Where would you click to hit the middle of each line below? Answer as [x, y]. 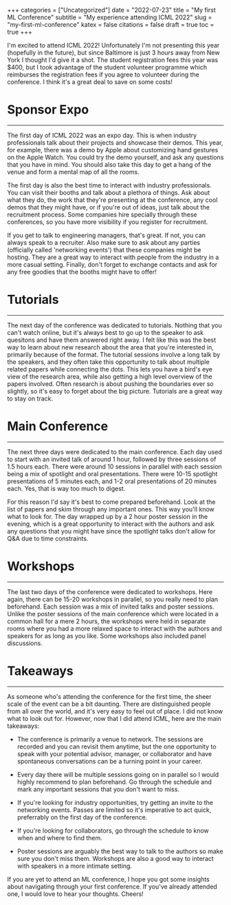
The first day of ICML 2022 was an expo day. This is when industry [102, 135]
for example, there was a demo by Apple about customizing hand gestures [113, 150]
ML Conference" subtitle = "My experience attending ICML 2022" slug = [110, 17]
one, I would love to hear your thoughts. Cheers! [76, 894]
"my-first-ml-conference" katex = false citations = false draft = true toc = [111, 24]
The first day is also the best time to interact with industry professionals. [109, 185]
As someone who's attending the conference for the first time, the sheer [109, 696]
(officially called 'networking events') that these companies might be [104, 250]
